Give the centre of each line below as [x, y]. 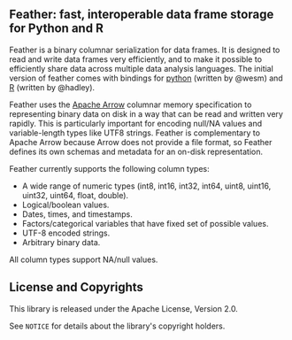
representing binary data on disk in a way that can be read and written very [146, 113]
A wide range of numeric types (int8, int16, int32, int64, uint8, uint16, [146, 186]
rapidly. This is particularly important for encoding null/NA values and [136, 123]
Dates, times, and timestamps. [77, 214]
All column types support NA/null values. [84, 259]
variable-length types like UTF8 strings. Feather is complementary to [135, 133]
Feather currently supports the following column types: [109, 168]
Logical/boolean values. [65, 205]
